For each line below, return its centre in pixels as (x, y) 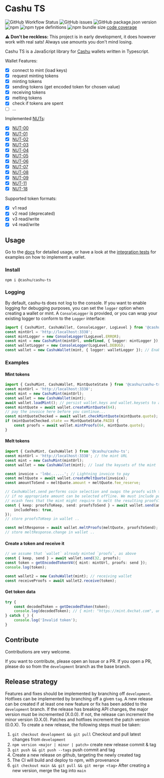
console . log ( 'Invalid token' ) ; (46, 620)
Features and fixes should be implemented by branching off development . (78, 694)
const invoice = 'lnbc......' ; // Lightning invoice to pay (68, 474)
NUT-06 (20, 161)
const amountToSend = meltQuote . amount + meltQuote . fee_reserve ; (73, 483)
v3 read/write (26, 219)
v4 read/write (26, 225)
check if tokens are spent (38, 104)
